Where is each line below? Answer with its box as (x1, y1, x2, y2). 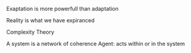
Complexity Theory (6, 28, 55, 36)
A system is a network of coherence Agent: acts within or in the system (6, 40, 186, 47)
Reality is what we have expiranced (6, 17, 95, 23)
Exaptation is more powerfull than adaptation (6, 5, 119, 12)
